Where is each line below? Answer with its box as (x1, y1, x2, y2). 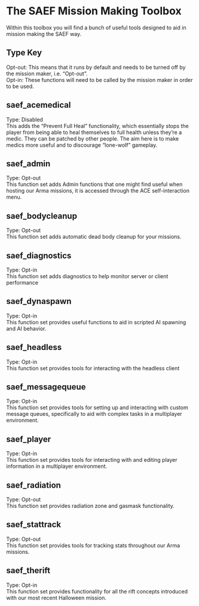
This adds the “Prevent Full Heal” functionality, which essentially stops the (6, 122, 189, 129)
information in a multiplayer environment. (6, 462, 108, 470)
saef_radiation (6, 480, 62, 490)
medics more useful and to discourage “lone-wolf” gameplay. (6, 141, 158, 148)
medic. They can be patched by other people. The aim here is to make (6, 135, 179, 142)
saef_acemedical (6, 100, 71, 110)
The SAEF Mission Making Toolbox (6, 4, 182, 18)
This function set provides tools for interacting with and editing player (6, 456, 177, 464)
